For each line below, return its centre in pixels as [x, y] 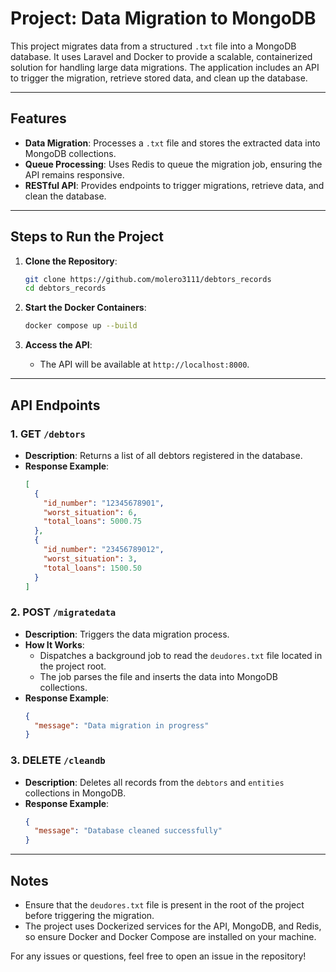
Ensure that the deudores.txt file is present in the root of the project [164, 905]
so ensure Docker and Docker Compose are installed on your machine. [170, 937]
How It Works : [54, 644]
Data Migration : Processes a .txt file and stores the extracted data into [172, 143]
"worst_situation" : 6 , [90, 512]
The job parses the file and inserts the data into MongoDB [158, 676]
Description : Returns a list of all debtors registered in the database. [163, 455]
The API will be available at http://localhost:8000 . [144, 364]
